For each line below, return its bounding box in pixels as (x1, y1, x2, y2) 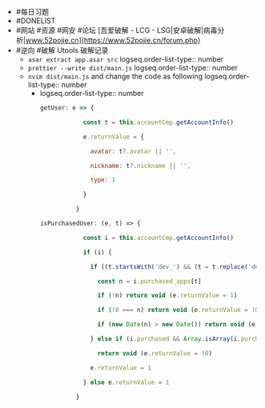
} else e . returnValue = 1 (82, 378, 170, 386)
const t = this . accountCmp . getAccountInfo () (82, 118, 235, 126)
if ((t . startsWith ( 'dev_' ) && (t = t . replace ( (90, 262, 248, 270)
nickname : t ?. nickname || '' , (90, 162, 191, 170)
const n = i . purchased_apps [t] (97, 277, 202, 286)
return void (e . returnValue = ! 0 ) (97, 349, 213, 358)
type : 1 (90, 176, 116, 184)
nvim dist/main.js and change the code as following (27, 71, 203, 81)
